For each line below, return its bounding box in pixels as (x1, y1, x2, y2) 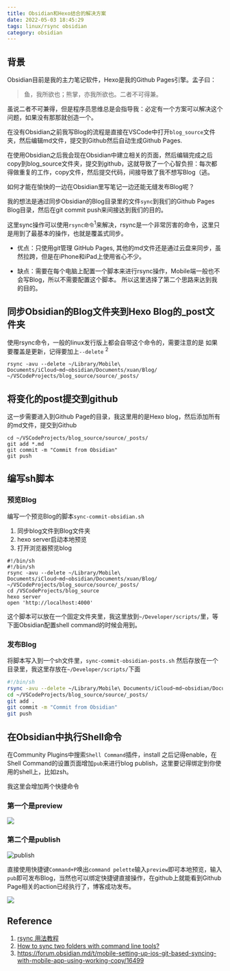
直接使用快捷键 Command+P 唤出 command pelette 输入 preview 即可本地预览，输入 (7, 865, 222, 873)
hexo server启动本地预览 (16, 535, 87, 543)
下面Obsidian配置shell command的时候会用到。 (7, 620, 142, 629)
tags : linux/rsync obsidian (7, 23, 88, 29)
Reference (7, 916, 53, 927)
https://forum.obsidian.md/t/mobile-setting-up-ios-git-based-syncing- (16, 949, 217, 957)
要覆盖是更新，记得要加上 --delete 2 (7, 346, 109, 355)
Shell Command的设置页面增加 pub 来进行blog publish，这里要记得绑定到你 (7, 759, 216, 768)
